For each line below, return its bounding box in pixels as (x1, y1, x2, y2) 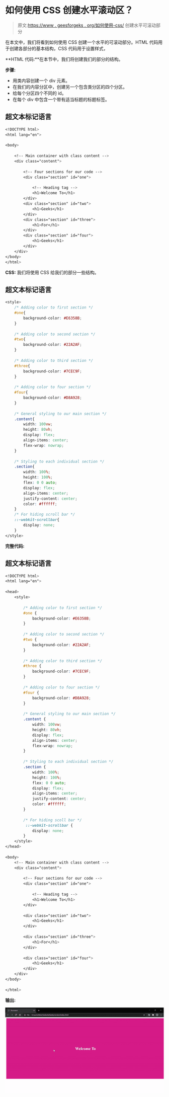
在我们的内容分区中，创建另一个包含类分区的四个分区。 (12, 84, 127, 90)
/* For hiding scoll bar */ (23, 817, 82, 823)
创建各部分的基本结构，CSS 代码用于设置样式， (9, 45, 108, 51)
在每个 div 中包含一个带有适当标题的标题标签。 (12, 96, 110, 102)
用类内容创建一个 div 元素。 (12, 77, 70, 84)
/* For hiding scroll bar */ (14, 512, 75, 517)
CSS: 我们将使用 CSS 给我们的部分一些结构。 (5, 269, 99, 275)
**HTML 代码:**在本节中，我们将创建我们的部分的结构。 (5, 56, 123, 62)
